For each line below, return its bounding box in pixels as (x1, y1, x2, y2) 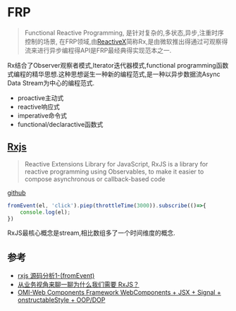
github (7, 188, 26, 197)
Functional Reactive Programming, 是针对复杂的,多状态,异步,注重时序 (24, 28, 224, 37)
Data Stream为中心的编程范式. (7, 78, 95, 87)
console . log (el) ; (20, 209, 71, 216)
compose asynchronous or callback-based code (24, 174, 166, 183)
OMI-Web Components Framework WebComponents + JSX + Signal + (17, 288, 222, 297)
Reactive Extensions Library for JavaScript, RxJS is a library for (24, 159, 209, 168)
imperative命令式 (17, 111, 68, 120)
